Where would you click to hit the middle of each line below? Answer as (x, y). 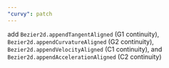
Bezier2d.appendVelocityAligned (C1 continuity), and (85, 49)
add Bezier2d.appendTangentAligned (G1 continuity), (83, 34)
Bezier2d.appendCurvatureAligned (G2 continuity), (81, 41)
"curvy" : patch (30, 14)
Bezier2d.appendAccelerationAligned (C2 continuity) (84, 57)
